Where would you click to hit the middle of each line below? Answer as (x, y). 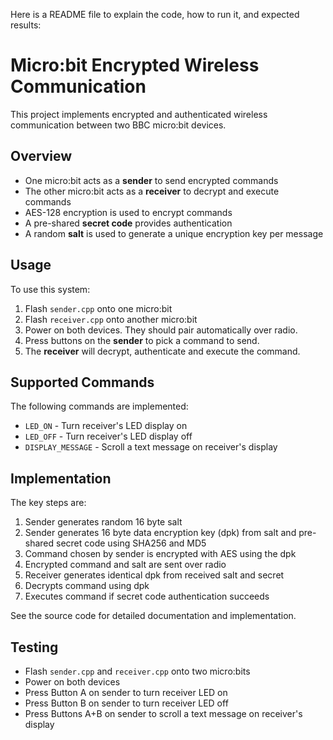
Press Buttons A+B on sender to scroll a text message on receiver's (163, 713)
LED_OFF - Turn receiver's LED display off (108, 436)
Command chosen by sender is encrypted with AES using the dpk (160, 554)
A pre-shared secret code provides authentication (128, 223)
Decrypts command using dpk (87, 586)
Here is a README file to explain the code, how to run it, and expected (155, 14)
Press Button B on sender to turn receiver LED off (126, 703)
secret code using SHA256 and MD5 (131, 543)
